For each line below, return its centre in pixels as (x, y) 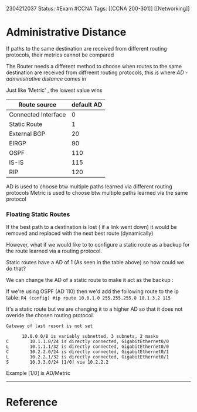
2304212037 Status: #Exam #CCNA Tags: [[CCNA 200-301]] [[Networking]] (98, 9)
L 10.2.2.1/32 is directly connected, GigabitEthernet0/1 (87, 357)
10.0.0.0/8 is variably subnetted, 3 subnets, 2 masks (90, 337)
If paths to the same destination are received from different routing (86, 48)
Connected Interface (38, 114)
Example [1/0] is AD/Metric (38, 373)
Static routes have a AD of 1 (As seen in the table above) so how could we (95, 263)
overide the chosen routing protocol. (50, 315)
